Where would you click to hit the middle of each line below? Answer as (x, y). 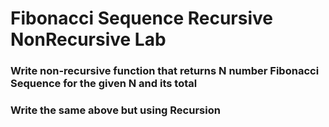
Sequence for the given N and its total (104, 84)
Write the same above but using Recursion (115, 110)
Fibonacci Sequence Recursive (141, 18)
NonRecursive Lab (88, 39)
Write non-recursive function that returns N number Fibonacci (165, 71)
